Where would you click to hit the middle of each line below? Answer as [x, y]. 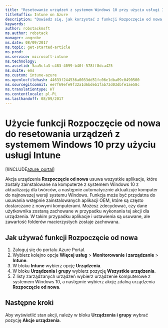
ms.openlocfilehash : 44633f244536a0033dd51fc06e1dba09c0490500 [72, 80]
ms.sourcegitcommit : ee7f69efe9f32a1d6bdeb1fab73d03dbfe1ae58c [72, 84]
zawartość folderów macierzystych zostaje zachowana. [62, 222]
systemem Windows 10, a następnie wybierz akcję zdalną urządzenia [83, 282]
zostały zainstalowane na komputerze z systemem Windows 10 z [72, 184]
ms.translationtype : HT [30, 89]
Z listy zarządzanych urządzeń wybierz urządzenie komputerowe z [81, 276]
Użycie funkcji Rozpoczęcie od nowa [83, 123]
